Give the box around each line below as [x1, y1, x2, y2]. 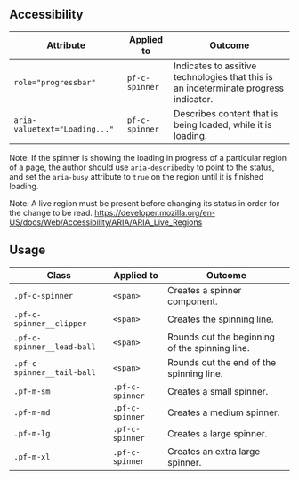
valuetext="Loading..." [13, 124, 115, 134]
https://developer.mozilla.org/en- [94, 207, 216, 218]
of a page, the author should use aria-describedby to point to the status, [9, 162, 275, 172]
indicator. [173, 92, 214, 105]
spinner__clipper [13, 318, 87, 328]
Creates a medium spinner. [167, 406, 280, 419]
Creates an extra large [167, 444, 261, 457]
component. [167, 295, 218, 308]
